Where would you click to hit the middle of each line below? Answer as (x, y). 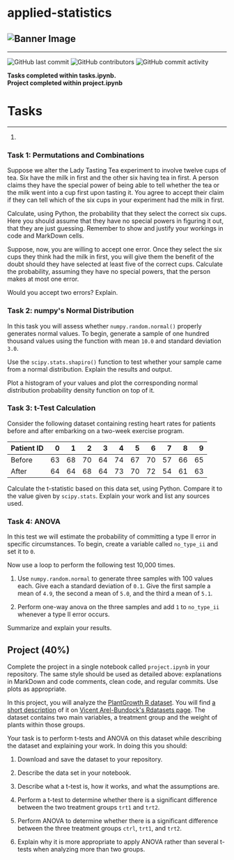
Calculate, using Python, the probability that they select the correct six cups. (117, 214)
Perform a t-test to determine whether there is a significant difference (117, 800)
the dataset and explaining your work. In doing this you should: (97, 745)
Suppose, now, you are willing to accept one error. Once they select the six (115, 249)
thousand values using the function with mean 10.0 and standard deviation (114, 341)
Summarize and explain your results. (60, 628)
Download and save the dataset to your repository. (90, 759)
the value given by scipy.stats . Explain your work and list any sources (109, 496)
